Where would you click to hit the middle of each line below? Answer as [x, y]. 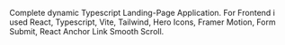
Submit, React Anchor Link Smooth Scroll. [87, 31]
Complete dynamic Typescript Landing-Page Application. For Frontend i [142, 13]
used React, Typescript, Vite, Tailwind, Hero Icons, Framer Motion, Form [142, 22]
